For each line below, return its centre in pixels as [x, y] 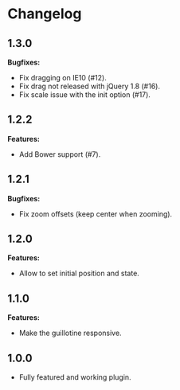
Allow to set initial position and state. [79, 273]
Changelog [45, 14]
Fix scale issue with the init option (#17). [84, 95]
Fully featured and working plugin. [75, 377]
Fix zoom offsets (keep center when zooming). [96, 214]
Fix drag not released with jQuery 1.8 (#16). [90, 86]
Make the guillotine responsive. [70, 333]
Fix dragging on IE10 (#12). [63, 78]
